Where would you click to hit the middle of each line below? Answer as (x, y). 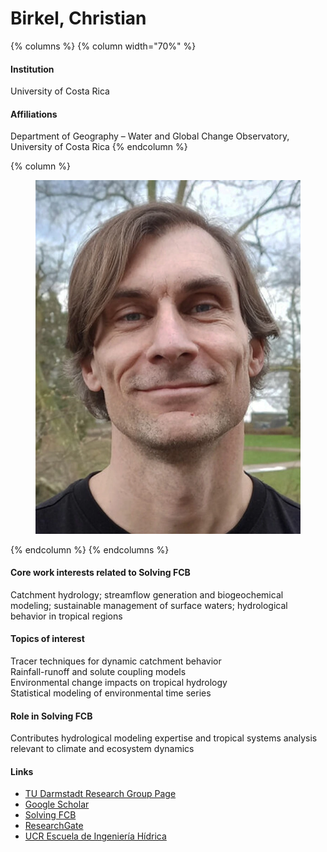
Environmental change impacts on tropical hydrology (119, 683)
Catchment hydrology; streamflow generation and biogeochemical (147, 594)
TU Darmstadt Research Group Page (100, 794)
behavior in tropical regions (66, 616)
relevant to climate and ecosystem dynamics (102, 749)
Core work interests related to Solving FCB (100, 573)
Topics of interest (47, 639)
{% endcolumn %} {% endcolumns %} (90, 549)
